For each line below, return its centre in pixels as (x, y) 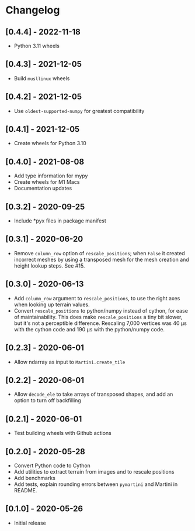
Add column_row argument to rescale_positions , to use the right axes (97, 298)
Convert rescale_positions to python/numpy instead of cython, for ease (101, 310)
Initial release (30, 523)
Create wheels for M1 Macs (47, 182)
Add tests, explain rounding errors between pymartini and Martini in (96, 484)
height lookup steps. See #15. (49, 265)
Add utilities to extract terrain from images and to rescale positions (94, 471)
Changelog (33, 10)
